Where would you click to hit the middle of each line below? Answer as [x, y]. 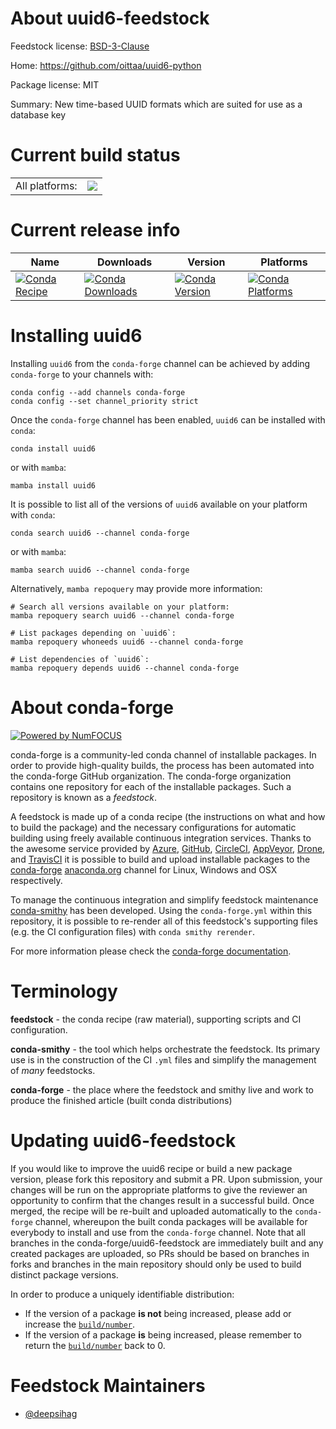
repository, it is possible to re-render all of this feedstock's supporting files [164, 921]
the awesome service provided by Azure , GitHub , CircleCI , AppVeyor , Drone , [168, 848]
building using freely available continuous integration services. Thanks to [161, 838]
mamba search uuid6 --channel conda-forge [100, 570]
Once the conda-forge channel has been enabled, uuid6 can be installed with [168, 419]
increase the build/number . [80, 1324]
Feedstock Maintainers [108, 1385]
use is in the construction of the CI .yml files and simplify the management [163, 1059]
